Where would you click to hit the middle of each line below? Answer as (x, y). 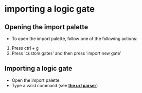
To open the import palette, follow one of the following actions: (74, 38)
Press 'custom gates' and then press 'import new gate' (66, 53)
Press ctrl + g (25, 48)
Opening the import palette (46, 27)
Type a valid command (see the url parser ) (55, 85)
